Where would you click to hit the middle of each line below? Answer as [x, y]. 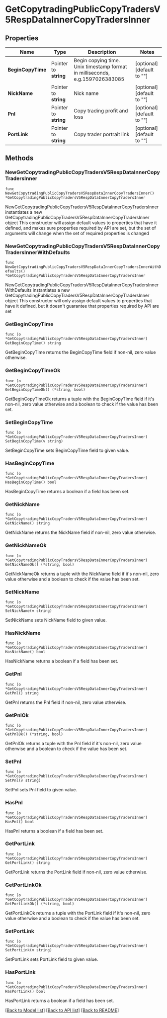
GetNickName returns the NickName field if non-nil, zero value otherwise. [81, 532]
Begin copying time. [97, 60]
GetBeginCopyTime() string [33, 343]
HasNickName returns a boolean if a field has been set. [62, 661]
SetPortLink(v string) [29, 950]
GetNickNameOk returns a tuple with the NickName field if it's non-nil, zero [82, 574]
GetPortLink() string [28, 863]
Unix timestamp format [100, 67]
